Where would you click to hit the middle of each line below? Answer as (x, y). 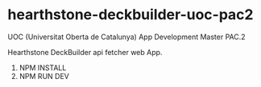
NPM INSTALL (43, 67)
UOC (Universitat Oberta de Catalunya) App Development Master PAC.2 (127, 37)
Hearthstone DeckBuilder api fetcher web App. (85, 52)
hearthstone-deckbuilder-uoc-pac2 (130, 15)
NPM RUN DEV (44, 76)
